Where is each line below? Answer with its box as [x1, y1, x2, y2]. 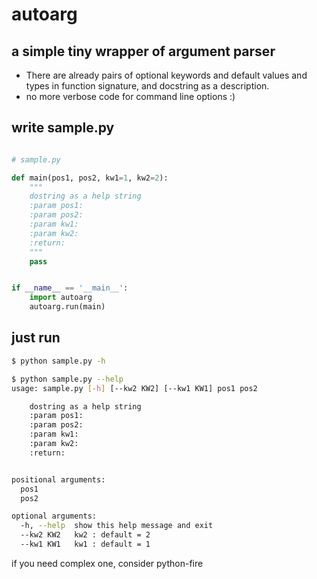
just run [11, 329, 61, 347]
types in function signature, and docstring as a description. [25, 80, 270, 92]
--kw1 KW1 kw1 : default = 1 [20, 539, 151, 549]
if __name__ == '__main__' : [11, 283, 129, 293]
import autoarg [29, 293, 93, 303]
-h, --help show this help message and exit [20, 521, 214, 531]
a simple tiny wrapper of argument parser [11, 43, 276, 60]
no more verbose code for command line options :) [25, 91, 236, 102]
